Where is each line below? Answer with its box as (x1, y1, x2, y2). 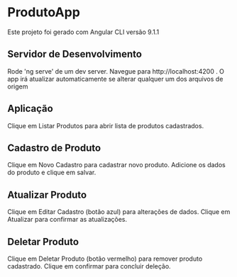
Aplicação (7, 103, 53, 115)
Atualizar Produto (7, 188, 87, 200)
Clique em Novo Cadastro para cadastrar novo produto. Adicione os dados (7, 161, 226, 169)
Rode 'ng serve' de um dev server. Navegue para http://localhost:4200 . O (7, 67, 225, 75)
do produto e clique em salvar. (7, 168, 97, 177)
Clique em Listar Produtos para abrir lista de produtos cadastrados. (7, 121, 204, 130)
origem (7, 82, 28, 91)
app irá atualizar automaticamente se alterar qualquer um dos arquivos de (7, 74, 224, 83)
